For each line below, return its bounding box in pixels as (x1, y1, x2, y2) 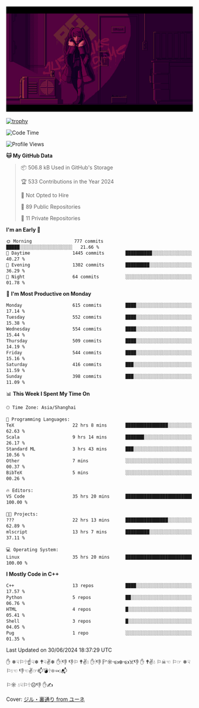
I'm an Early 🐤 (6, 226, 41, 233)
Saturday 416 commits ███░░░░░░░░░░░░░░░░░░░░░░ (6, 361, 192, 367)
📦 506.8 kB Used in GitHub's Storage (20, 164, 114, 171)
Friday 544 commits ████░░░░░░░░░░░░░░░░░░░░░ (6, 350, 192, 355)
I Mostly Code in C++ (6, 570, 59, 578)
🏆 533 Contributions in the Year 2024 (20, 178, 114, 185)
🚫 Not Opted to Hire (20, 191, 69, 198)
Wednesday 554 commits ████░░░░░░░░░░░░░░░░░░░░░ (6, 326, 192, 332)
